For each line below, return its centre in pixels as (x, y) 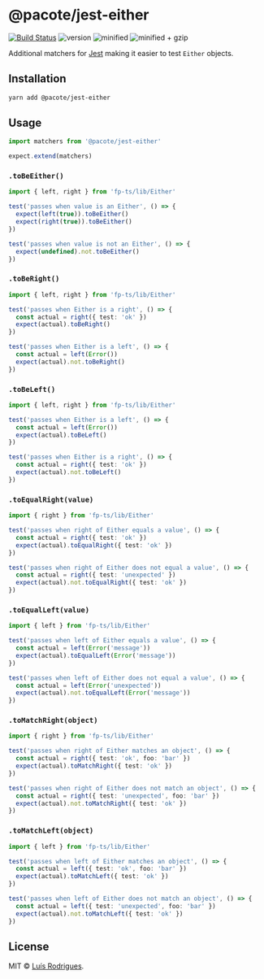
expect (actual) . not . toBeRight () (71, 362)
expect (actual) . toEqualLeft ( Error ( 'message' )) (96, 655)
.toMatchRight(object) (53, 720)
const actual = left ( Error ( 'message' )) (83, 648)
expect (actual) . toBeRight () (63, 324)
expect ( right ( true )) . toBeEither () (74, 222)
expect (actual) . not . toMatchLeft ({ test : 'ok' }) (100, 914)
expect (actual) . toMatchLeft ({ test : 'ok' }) (92, 877)
